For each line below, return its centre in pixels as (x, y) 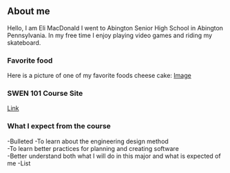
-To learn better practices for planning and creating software (93, 148)
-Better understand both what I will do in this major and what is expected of (114, 156)
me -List (19, 163)
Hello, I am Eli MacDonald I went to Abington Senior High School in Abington (115, 28)
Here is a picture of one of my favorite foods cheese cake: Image (99, 76)
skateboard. (24, 42)
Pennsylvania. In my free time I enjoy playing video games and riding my (109, 35)
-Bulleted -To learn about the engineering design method (88, 141)
